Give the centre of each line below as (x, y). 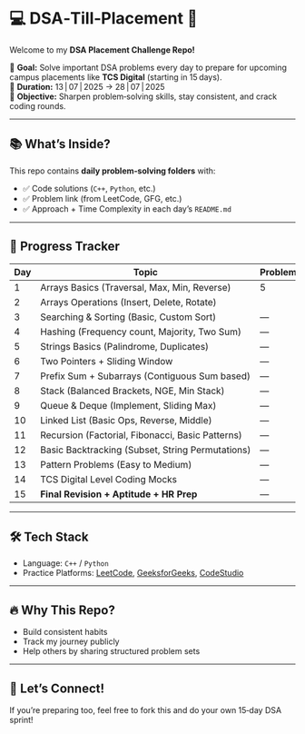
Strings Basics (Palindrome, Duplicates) (125, 346)
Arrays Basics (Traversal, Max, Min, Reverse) (136, 287)
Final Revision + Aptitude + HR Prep (119, 494)
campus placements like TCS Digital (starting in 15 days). (116, 77)
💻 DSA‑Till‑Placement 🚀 (103, 19)
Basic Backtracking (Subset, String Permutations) (146, 450)
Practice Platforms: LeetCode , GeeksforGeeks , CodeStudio (133, 573)
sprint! (21, 720)
